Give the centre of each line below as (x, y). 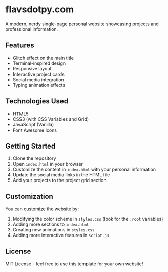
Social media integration (38, 79)
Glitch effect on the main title (43, 58)
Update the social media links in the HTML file (61, 175)
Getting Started (30, 146)
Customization (29, 196)
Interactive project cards (39, 74)
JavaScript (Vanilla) (33, 124)
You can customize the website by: (42, 209)
